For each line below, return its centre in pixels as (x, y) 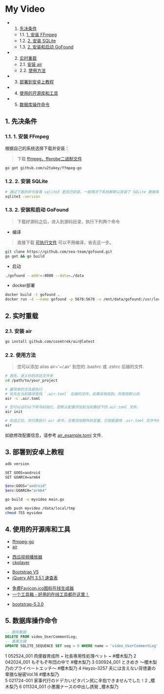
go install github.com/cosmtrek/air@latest (50, 341)
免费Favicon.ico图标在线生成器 (43, 588)
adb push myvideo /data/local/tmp (40, 509)
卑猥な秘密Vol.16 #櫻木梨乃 (32, 674)
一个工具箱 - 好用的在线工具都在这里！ (51, 594)
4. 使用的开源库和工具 (38, 529)
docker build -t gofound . (32, 295)
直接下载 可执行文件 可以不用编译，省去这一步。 (65, 242)
